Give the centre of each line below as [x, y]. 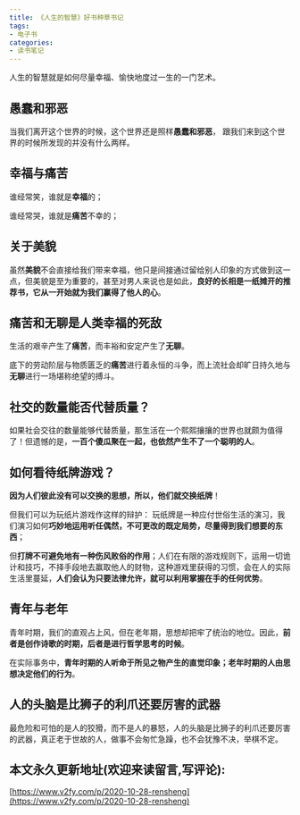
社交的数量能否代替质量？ [79, 407]
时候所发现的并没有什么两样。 [79, 142]
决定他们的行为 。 [48, 673]
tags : [19, 26]
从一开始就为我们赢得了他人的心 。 [103, 292]
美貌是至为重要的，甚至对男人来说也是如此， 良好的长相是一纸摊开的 [158, 281]
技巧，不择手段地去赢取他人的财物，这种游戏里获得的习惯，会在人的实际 [158, 567]
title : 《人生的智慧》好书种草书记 [67, 17]
